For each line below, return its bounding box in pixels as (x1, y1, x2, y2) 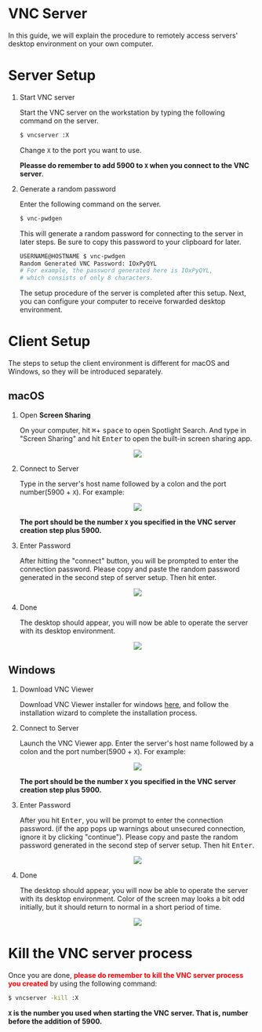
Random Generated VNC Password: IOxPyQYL (19, 260, 157, 268)
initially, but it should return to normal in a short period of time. (19, 902, 222, 911)
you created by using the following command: (8, 979, 158, 988)
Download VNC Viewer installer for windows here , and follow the (19, 699, 229, 709)
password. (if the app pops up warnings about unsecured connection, (19, 823, 246, 833)
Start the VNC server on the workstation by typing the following (19, 108, 225, 117)
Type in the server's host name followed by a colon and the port (19, 479, 227, 488)
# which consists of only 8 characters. (19, 274, 154, 283)
